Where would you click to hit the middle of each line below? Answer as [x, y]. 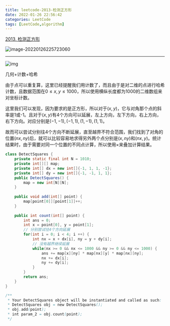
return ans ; [36, 277]
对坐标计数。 [18, 98]
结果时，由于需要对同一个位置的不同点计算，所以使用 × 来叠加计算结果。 [80, 144]
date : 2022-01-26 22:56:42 [34, 15]
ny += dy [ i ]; [55, 263]
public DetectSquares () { [42, 178]
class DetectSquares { [29, 154]
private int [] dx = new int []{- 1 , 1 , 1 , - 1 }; [63, 168]
